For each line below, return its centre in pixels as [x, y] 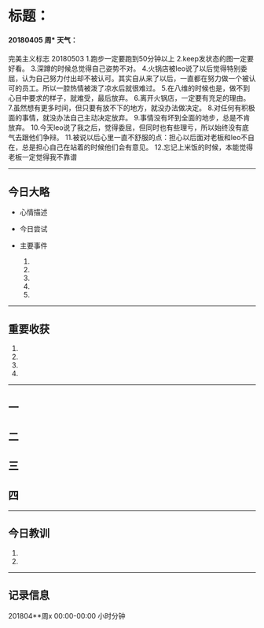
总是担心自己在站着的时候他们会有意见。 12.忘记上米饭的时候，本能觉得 [137, 147]
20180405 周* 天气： [43, 39]
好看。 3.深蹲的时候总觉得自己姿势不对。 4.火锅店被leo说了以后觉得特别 [125, 68]
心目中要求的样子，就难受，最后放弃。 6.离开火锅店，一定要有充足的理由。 [129, 98]
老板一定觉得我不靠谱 [42, 157]
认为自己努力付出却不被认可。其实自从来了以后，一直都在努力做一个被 [135, 79]
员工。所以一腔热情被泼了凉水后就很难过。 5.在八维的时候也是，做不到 [136, 88]
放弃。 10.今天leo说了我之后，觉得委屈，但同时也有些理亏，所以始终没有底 [129, 127]
